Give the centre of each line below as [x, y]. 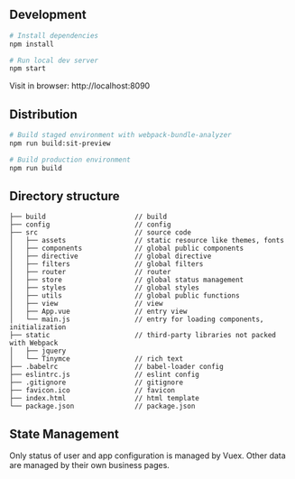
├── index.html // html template [105, 399]
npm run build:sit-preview [60, 143]
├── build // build [88, 217]
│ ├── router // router [90, 272]
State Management [64, 433]
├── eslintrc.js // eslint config [105, 375]
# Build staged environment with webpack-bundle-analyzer [120, 135]
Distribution [44, 114]
